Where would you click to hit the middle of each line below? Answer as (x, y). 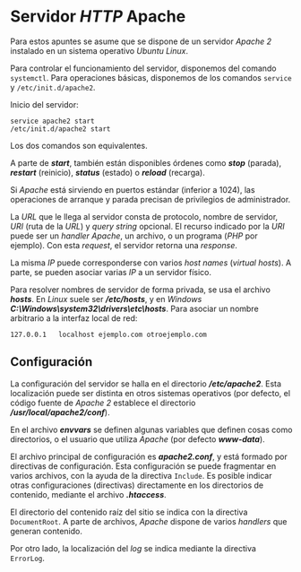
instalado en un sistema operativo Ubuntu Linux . (99, 50)
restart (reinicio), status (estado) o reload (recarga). (107, 172)
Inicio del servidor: (44, 104)
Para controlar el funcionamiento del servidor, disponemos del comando (143, 68)
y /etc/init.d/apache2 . (53, 87)
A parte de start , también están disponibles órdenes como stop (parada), (146, 162)
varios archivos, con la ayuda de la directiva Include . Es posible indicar (141, 475)
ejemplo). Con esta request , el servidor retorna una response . (124, 245)
